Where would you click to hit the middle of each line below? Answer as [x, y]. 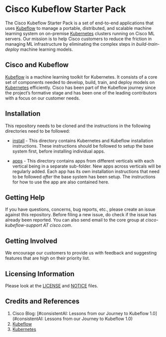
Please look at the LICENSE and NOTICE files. [52, 286]
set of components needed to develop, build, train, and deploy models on [80, 82]
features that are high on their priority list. [48, 258]
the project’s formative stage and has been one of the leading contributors [81, 92]
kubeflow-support [24, 225]
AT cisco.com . [57, 225]
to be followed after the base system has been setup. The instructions [84, 176]
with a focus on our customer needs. [43, 98]
